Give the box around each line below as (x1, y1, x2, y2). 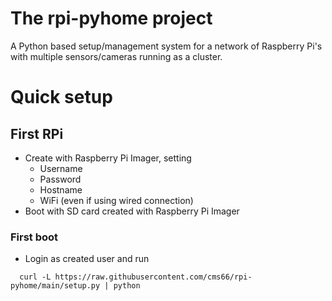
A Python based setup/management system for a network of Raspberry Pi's (10, 40, 323, 52)
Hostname (39, 183, 83, 196)
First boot (10, 230, 59, 244)
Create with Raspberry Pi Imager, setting (24, 152, 192, 164)
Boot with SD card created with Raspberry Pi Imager (24, 205, 240, 217)
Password (39, 173, 82, 185)
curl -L (19, 272, 52, 282)
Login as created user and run (24, 253, 150, 265)
